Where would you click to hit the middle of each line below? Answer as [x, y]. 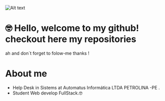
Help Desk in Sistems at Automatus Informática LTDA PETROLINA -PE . [86, 87]
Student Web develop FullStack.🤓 [47, 93]
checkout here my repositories [71, 39]
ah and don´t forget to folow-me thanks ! [47, 53]
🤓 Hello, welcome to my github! [72, 28]
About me [26, 74]
